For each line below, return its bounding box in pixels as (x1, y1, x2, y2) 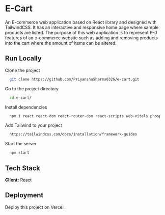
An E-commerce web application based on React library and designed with (5, 19, 157, 25)
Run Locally (5, 54, 42, 63)
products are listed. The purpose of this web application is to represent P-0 (5, 29, 157, 35)
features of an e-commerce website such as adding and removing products (5, 35, 158, 41)
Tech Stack (5, 164, 40, 172)
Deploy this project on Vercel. (5, 204, 65, 210)
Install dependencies (5, 104, 48, 110)
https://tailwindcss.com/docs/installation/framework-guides (9, 132, 137, 137)
